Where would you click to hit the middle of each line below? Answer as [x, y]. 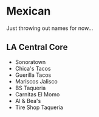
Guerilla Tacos [33, 75]
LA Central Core [37, 47]
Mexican [29, 11]
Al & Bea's [28, 101]
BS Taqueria [30, 88]
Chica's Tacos [33, 68]
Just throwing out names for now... [50, 28]
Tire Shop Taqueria [39, 107]
